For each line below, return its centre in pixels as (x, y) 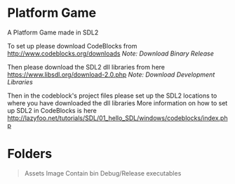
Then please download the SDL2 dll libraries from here (86, 67)
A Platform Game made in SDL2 (53, 32)
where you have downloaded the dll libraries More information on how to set (117, 103)
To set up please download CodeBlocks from (72, 46)
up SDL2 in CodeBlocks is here (52, 110)
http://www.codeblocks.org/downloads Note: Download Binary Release (110, 53)
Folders (30, 154)
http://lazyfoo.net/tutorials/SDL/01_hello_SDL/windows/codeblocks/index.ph (117, 118)
